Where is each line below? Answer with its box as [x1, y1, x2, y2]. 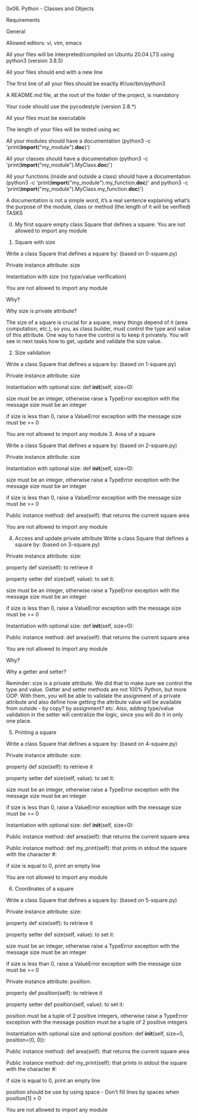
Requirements [6, 17, 40, 23]
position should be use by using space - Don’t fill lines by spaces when [6, 1088, 179, 1095]
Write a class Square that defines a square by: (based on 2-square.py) [6, 442, 177, 449]
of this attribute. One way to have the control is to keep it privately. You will [6, 331, 189, 338]
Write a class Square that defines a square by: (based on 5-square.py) [6, 897, 177, 904]
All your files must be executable [6, 115, 86, 121]
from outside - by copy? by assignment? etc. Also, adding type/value [6, 705, 174, 711]
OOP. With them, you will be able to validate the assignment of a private [6, 692, 181, 699]
